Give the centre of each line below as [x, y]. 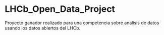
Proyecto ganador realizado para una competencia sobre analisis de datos [82, 23]
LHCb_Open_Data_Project [60, 9]
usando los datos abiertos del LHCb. [43, 28]
